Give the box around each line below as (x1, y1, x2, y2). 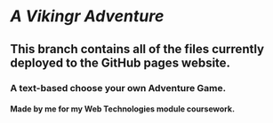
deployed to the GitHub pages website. (10, 55, 230, 70)
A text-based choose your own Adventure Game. (10, 81, 226, 94)
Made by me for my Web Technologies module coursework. (10, 104, 235, 114)
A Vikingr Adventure (10, 6, 165, 27)
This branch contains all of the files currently (10, 42, 265, 57)
